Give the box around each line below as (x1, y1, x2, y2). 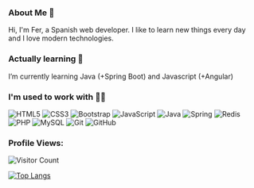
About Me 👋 (8, 7, 55, 18)
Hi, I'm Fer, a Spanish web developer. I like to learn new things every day (8, 25, 246, 35)
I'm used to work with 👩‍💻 (8, 91, 106, 102)
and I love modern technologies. (8, 33, 114, 43)
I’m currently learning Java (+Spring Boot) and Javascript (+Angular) (8, 71, 233, 81)
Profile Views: (8, 137, 64, 148)
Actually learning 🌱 (8, 53, 84, 64)
